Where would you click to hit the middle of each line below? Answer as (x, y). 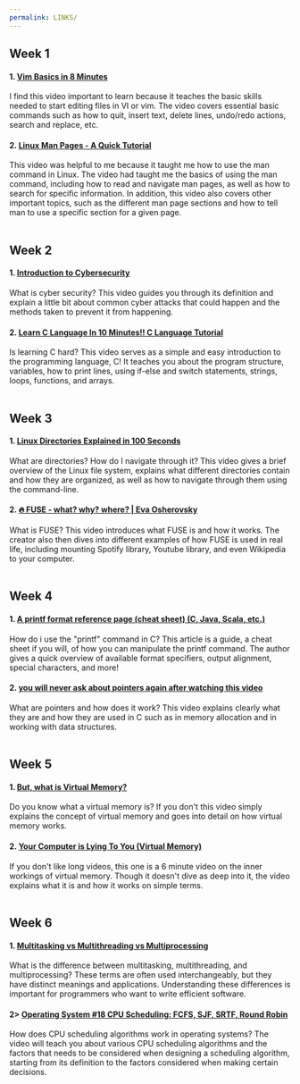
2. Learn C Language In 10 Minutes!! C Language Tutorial (117, 332)
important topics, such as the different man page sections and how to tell (144, 203)
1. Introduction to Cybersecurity (70, 273)
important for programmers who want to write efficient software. (128, 994)
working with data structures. (63, 727)
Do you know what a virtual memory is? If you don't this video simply (136, 807)
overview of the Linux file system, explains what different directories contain (150, 470)
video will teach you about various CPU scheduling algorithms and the (138, 1044)
